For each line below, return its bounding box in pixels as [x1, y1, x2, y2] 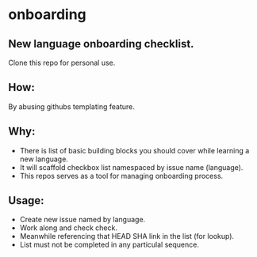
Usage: [8, 194, 45, 207]
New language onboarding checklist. [8, 37, 194, 51]
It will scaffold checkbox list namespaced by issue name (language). [19, 162, 244, 172]
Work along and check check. [19, 223, 117, 232]
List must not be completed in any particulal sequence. [19, 240, 200, 250]
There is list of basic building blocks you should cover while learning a [19, 146, 250, 155]
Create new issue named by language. [19, 215, 146, 225]
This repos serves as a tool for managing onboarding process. [19, 171, 224, 180]
